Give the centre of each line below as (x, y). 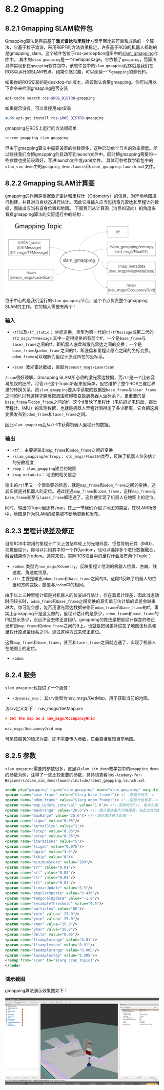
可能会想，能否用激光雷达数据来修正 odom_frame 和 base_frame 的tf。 (88, 607)
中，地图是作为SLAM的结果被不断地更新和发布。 (54, 514)
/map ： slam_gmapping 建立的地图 (44, 468)
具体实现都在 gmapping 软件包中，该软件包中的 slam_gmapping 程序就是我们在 (79, 65)
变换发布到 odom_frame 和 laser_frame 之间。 (47, 414)
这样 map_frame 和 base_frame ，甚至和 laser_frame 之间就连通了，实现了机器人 (81, 642)
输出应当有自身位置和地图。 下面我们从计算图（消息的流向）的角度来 (87, 208)
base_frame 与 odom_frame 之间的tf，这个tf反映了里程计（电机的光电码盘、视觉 (81, 402)
